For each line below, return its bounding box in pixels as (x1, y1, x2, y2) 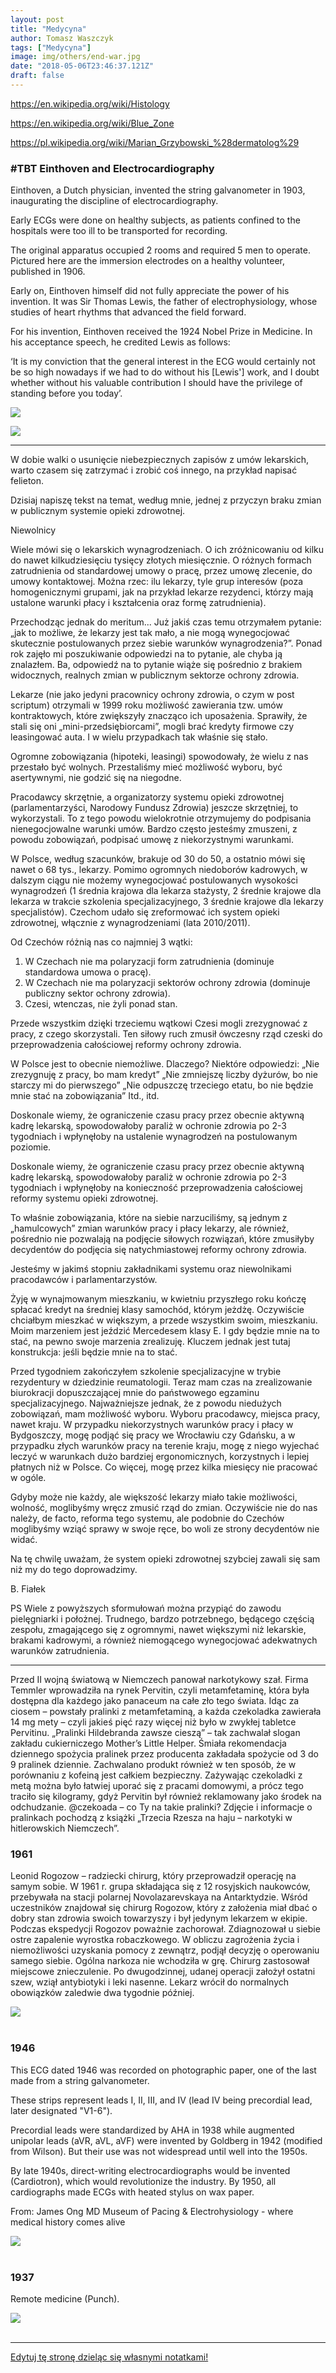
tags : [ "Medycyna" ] (10, 42, 92, 53)
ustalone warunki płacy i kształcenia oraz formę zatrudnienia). (10, 597, 267, 609)
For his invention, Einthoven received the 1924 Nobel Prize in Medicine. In (10, 326, 313, 338)
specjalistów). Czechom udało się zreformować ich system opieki (10, 906, 280, 918)
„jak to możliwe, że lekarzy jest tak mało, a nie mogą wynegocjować (10, 627, 291, 639)
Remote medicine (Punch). (10, 2293, 120, 2305)
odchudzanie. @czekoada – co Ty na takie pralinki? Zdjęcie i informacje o (10, 1801, 313, 1813)
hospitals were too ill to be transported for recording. (10, 225, 228, 237)
